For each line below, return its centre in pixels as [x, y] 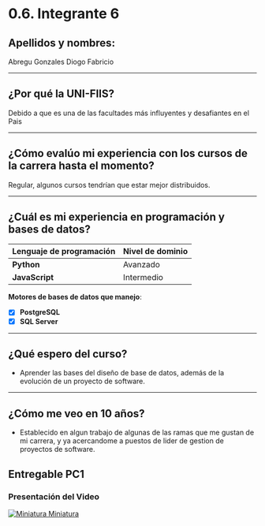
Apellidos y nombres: [62, 43]
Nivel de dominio [155, 252]
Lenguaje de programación [64, 252]
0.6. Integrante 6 [64, 14]
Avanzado [142, 265]
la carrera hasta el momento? [82, 166]
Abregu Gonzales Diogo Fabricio [61, 62]
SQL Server [39, 321]
